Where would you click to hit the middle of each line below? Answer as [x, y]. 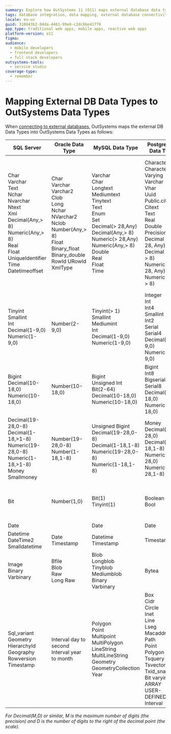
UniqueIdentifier [27, 258]
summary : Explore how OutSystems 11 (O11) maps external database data [83, 10]
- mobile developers [32, 48]
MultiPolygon [107, 642]
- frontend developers [34, 52]
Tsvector [155, 665]
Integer [153, 295]
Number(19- [67, 439]
